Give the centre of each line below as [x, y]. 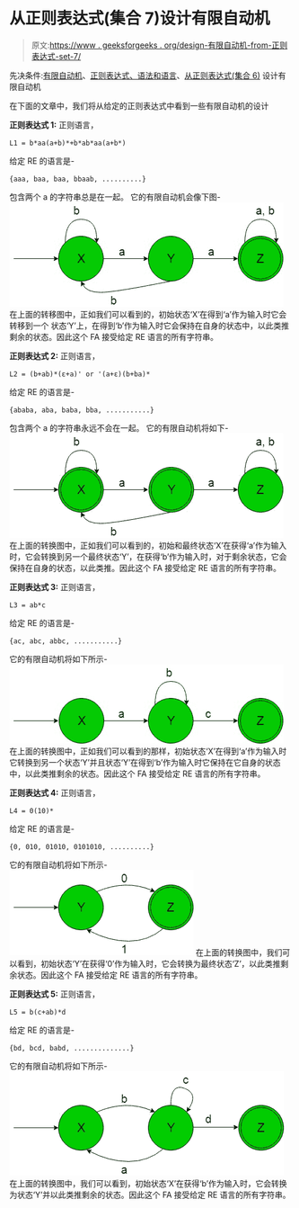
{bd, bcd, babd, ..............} [72, 1048]
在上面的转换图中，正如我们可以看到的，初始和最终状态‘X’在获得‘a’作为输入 [148, 545]
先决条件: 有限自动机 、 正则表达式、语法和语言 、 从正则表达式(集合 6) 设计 [144, 75]
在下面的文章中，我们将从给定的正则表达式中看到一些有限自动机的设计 [139, 105]
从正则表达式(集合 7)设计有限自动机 [140, 18]
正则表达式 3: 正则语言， [55, 586]
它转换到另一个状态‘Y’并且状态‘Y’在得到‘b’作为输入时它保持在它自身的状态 [145, 762]
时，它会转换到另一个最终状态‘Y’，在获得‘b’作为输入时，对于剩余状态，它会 [148, 556]
